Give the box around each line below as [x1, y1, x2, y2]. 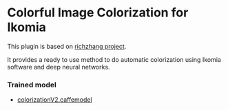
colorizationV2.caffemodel [17, 96, 92, 104]
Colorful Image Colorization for [7, 5, 189, 21]
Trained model [7, 80, 56, 89]
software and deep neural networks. [7, 63, 110, 71]
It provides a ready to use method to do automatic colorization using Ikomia [7, 55, 222, 63]
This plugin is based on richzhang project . [7, 42, 127, 50]
